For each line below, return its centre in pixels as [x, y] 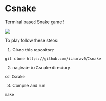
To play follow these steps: [32, 40]
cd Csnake [15, 76]
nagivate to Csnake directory [41, 67]
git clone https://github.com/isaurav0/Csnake [53, 59]
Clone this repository [33, 50]
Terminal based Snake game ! [35, 22]
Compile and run [29, 85]
